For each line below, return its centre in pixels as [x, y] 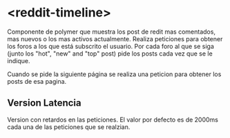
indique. [19, 60]
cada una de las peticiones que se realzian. [69, 127]
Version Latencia [44, 103]
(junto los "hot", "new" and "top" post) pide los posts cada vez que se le [110, 54]
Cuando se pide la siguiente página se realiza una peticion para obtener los [114, 74]
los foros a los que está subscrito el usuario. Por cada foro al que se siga [111, 46]
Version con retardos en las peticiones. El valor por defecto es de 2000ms [113, 119]
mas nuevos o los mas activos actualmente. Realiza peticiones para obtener [115, 38]
